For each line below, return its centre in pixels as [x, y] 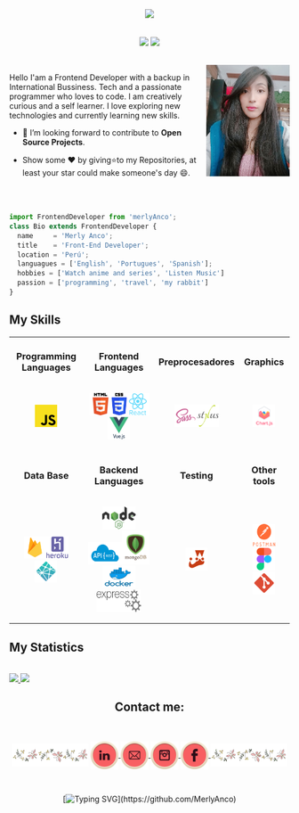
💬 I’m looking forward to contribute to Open [102, 132]
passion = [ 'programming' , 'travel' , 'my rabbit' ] [113, 283]
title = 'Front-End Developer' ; [83, 245]
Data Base [46, 476]
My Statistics [47, 647]
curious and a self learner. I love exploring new [95, 106]
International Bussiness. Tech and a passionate [96, 87]
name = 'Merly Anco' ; [65, 235]
